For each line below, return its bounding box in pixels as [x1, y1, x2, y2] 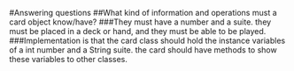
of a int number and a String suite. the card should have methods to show [9, 45, 277, 55]
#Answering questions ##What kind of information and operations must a [9, 8, 277, 18]
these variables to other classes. [9, 54, 128, 64]
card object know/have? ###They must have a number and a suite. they [9, 17, 272, 27]
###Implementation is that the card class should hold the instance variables [9, 35, 286, 46]
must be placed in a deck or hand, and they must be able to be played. [9, 26, 267, 36]
